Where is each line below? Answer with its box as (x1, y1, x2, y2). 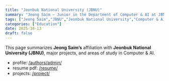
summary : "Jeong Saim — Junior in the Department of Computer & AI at (5, 12, 156, 17)
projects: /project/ (12, 70, 50, 76)
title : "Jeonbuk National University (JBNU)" (5, 7, 102, 13)
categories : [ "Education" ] (5, 21, 62, 27)
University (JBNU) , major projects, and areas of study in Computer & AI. (5, 50, 155, 56)
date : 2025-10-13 (5, 26, 42, 31)
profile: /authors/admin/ (12, 60, 62, 65)
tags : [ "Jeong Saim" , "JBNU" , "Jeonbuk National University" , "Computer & (5, 17, 158, 22)
